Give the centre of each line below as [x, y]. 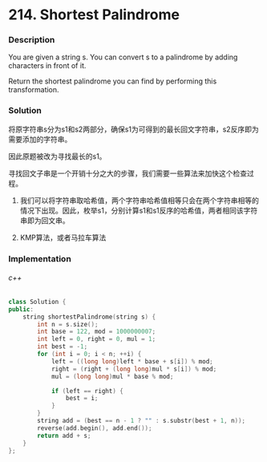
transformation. [34, 90]
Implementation [40, 258]
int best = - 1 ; [63, 346]
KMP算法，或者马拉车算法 [63, 237]
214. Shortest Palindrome [94, 15]
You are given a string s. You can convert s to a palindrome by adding [123, 57]
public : [21, 309]
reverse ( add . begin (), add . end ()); [95, 428]
